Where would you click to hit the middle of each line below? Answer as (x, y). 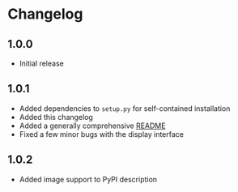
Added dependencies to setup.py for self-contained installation (125, 108)
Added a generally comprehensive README (92, 126)
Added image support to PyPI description (88, 179)
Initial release (41, 63)
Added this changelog (56, 117)
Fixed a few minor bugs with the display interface (101, 134)
